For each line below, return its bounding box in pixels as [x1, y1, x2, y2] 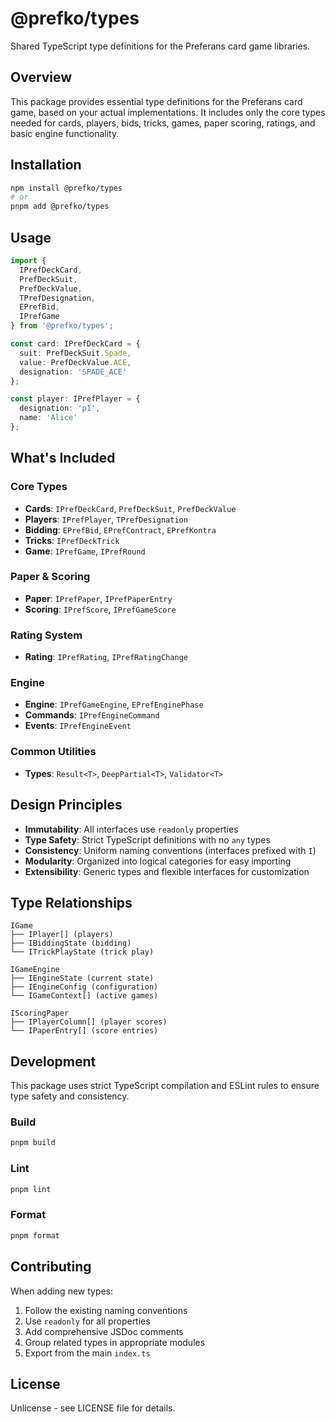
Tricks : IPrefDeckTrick [24, 534, 120, 546]
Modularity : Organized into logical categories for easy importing [24, 855, 292, 867]
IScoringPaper [10, 1008, 70, 1019]
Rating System [10, 628, 83, 642]
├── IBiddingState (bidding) [10, 938, 132, 949]
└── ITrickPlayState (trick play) [10, 947, 155, 957]
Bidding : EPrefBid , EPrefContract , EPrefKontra [24, 523, 217, 536]
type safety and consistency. [10, 1090, 130, 1102]
